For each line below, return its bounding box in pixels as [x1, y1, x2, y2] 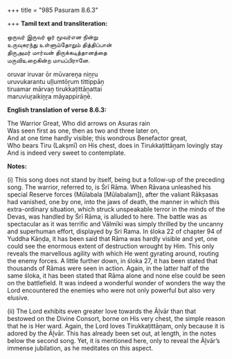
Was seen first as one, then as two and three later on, [7, 126, 160, 135]
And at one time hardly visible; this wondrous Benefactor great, [7, 134, 188, 142]
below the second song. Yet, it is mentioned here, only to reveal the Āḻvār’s [7, 337, 220, 344]
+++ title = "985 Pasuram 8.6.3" [7, 6, 98, 14]
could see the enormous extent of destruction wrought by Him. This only [7, 242, 215, 250]
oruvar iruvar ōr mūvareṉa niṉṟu [7, 70, 98, 78]
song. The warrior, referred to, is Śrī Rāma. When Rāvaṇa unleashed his [7, 183, 211, 191]
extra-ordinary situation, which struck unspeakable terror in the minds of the [7, 205, 226, 213]
